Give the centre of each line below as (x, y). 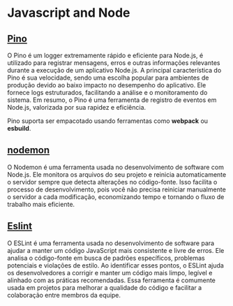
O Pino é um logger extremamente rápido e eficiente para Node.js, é (105, 55)
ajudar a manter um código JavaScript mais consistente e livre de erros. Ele (116, 250)
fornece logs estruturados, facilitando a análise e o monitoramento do (107, 93)
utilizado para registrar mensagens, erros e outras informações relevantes (114, 63)
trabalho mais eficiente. (41, 204)
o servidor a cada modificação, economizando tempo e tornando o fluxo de (116, 196)
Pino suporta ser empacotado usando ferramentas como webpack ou (107, 121)
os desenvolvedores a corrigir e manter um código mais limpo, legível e (110, 272)
